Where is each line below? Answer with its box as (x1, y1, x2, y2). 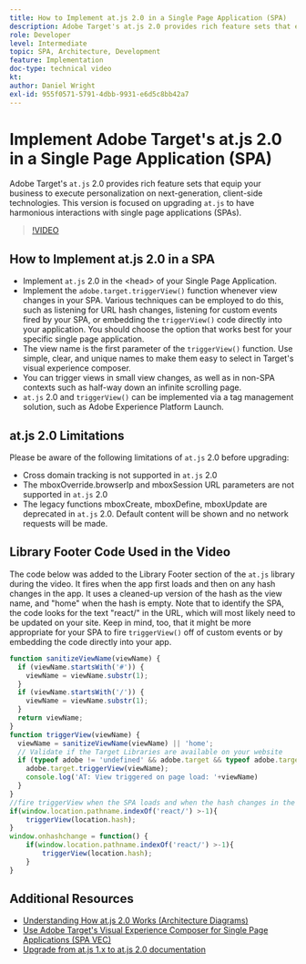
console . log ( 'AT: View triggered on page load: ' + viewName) (25, 773, 259, 782)
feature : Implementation (9, 56, 104, 65)
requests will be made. (22, 518, 108, 529)
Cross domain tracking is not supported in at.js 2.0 (22, 470, 218, 481)
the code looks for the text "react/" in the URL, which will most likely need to (9, 607, 296, 618)
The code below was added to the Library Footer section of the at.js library (9, 569, 295, 579)
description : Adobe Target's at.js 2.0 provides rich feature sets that (9, 22, 291, 31)
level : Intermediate (9, 38, 88, 48)
